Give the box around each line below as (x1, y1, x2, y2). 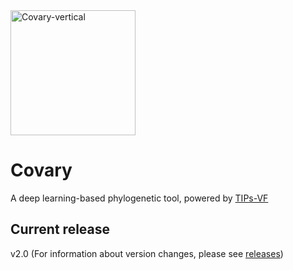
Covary (10, 159, 73, 182)
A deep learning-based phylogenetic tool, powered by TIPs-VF (10, 192, 269, 204)
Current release (10, 221, 111, 238)
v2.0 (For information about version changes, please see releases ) (10, 247, 284, 259)
